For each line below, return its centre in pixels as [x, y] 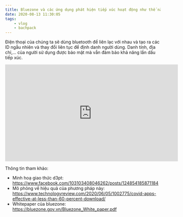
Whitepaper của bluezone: [39, 204]
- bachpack [25, 28]
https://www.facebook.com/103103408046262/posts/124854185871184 [85, 183]
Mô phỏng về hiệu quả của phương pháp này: [58, 188]
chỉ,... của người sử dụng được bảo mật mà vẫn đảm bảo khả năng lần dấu [80, 53]
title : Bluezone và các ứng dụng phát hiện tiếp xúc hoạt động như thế [80, 10]
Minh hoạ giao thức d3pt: [38, 178]
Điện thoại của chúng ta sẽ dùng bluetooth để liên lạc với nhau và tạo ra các [82, 42]
